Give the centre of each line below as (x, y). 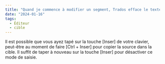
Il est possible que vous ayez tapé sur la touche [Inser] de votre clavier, (77, 42)
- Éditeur (19, 23)
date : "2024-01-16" (25, 14)
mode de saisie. (21, 57)
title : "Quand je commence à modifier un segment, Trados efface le (77, 10)
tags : (11, 19)
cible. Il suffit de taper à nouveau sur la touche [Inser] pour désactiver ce (79, 52)
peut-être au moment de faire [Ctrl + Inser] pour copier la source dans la (79, 47)
